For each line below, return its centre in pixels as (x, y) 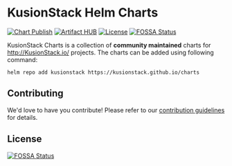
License (25, 139)
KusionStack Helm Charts (83, 13)
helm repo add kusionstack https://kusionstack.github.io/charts (103, 72)
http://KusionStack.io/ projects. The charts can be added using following (111, 52)
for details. (23, 117)
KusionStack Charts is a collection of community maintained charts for (109, 45)
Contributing (35, 93)
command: (23, 59)
